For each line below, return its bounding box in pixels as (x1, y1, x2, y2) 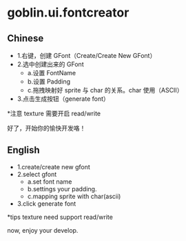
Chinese (7, 32, 44, 44)
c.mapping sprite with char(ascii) (27, 192, 121, 200)
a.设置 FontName (27, 69, 76, 77)
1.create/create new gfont (17, 162, 91, 171)
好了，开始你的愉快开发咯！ (7, 124, 86, 132)
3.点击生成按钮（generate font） (17, 95, 110, 103)
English (7, 144, 40, 156)
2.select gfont (17, 170, 57, 178)
